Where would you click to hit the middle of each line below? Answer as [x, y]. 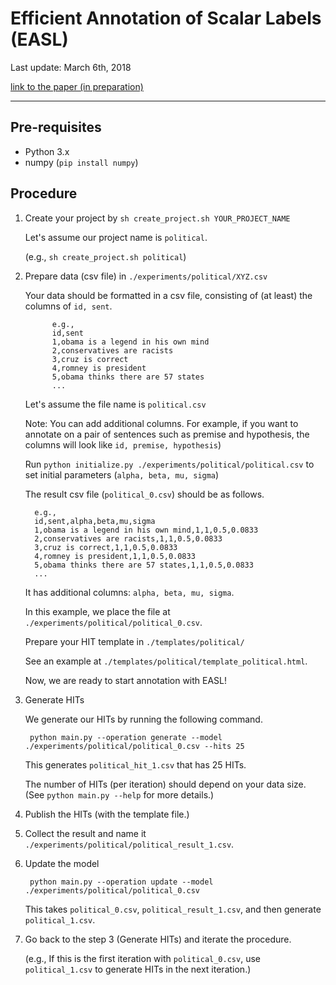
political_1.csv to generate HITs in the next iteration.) [138, 969]
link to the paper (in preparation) [77, 86]
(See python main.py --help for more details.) [119, 794]
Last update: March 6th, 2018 [71, 67]
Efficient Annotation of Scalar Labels [166, 18]
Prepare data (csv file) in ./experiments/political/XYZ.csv [146, 276]
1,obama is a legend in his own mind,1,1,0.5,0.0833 [146, 530]
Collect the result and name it [85, 833]
